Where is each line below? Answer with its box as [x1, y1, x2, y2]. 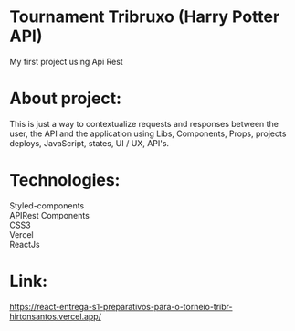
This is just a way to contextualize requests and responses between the [9, 118, 279, 129]
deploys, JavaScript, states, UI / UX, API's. [9, 137, 170, 148]
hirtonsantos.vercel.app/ [9, 311, 102, 322]
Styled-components [9, 199, 85, 211]
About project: [9, 89, 121, 109]
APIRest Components [9, 209, 90, 220]
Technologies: [9, 170, 121, 191]
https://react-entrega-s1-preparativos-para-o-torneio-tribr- [9, 301, 233, 312]
